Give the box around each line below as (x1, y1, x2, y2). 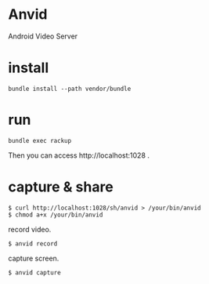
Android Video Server (8, 31, 78, 41)
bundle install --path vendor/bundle (8, 85, 132, 93)
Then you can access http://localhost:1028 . (8, 151, 150, 160)
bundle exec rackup (8, 137, 72, 144)
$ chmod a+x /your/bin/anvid (8, 210, 103, 219)
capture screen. (8, 253, 59, 263)
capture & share (8, 178, 114, 195)
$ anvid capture (8, 268, 61, 276)
